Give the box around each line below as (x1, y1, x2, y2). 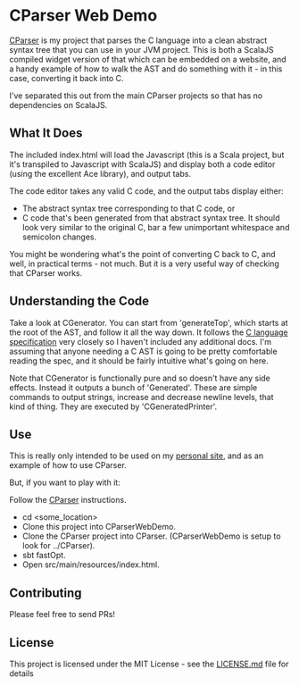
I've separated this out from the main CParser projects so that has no (9, 90, 263, 101)
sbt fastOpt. (21, 550, 66, 561)
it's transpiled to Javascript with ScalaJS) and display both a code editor (9, 158, 276, 170)
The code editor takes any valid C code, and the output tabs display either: (9, 185, 284, 197)
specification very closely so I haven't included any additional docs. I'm (9, 336, 272, 347)
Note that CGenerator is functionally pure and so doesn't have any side (9, 372, 270, 383)
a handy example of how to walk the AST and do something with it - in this (9, 63, 283, 74)
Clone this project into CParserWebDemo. (21, 522, 177, 532)
